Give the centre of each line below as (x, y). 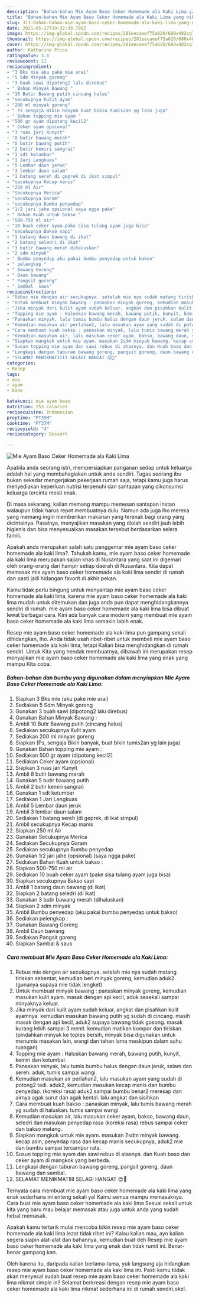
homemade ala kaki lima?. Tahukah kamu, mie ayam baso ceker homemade (99, 554)
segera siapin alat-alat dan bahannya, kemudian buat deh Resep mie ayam (97, 1240)
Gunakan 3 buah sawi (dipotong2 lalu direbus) (71, 711)
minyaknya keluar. (37, 1003)
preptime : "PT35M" (29, 418)
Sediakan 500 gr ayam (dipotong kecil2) (64, 755)
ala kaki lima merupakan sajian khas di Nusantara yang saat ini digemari (94, 559)
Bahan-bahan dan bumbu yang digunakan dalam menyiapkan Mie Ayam (98, 678)
